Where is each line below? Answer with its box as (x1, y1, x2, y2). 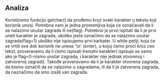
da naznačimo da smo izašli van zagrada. (5, 69, 89, 75)
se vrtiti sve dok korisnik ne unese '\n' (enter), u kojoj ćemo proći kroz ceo (5, 43, 155, 49)
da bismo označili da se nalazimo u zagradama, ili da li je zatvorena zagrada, (5, 64, 160, 70)
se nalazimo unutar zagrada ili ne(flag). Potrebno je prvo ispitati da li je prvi (5, 27, 157, 33)
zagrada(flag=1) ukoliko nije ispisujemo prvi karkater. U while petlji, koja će (5, 38, 156, 44)
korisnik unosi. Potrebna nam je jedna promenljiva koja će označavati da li (5, 22, 154, 28)
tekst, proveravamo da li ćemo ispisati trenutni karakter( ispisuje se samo (5, 48, 152, 54)
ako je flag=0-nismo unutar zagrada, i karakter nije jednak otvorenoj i (5, 53, 144, 59)
